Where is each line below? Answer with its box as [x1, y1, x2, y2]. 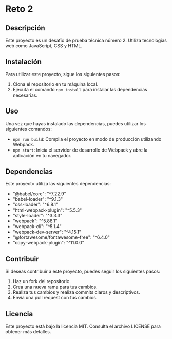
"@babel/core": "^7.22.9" [12, 191, 67, 197]
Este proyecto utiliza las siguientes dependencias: [5, 181, 111, 187]
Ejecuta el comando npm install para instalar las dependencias [12, 86, 147, 92]
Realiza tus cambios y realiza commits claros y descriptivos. [12, 289, 140, 295]
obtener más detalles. [5, 329, 51, 335]
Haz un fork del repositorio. [12, 278, 71, 285]
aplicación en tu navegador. [12, 152, 72, 158]
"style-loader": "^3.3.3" [12, 213, 63, 219]
